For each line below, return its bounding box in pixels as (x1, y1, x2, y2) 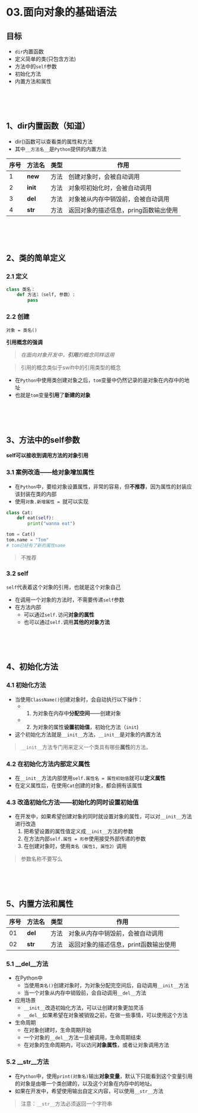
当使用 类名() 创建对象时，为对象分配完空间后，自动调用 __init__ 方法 (23, 982, 189, 989)
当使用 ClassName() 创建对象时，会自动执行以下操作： (14, 696, 143, 703)
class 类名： (6, 286, 36, 292)
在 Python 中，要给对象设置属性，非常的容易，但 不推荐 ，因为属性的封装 (14, 483, 187, 490)
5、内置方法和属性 (6, 899, 74, 909)
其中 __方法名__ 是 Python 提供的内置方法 (14, 145, 107, 152)
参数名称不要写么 (20, 855, 63, 862)
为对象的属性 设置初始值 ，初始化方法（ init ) (32, 723, 139, 730)
